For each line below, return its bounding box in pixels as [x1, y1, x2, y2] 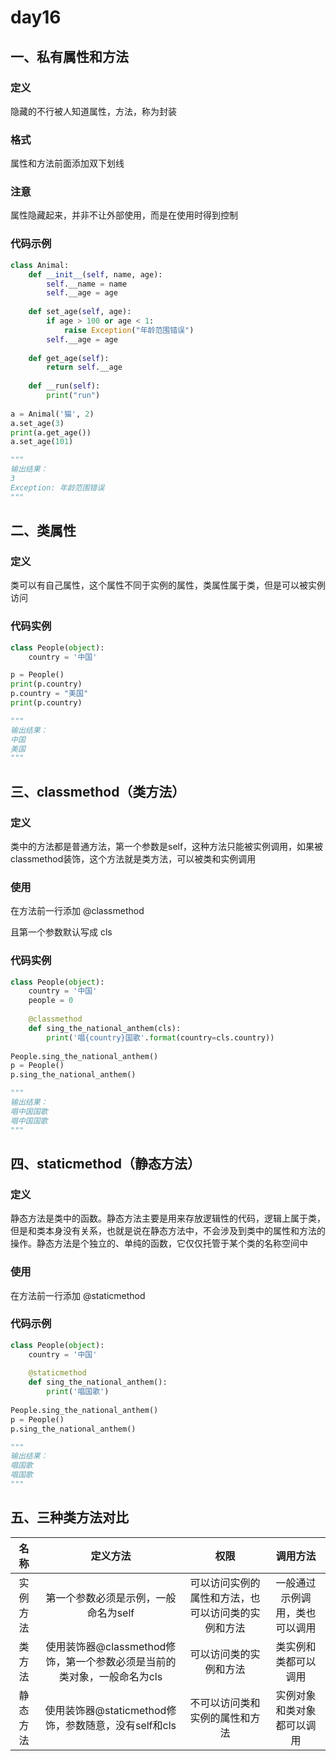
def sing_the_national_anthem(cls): [28, 1023, 182, 1033]
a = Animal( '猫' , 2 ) [10, 409, 95, 419]
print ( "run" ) [46, 391, 101, 401]
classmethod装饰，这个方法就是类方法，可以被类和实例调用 [10, 852, 257, 865]
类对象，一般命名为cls [58, 1669, 163, 1683]
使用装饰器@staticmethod [44, 1703, 167, 1717]
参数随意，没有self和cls [64, 1718, 177, 1732]
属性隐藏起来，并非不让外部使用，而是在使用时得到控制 [10, 209, 238, 221]
